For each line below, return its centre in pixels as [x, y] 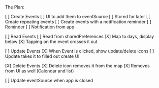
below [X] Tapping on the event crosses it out [51, 42]
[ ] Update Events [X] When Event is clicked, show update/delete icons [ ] [79, 51]
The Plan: [15, 7]
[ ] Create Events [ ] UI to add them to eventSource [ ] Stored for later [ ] [78, 16]
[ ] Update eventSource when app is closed [49, 80]
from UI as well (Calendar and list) [40, 71]
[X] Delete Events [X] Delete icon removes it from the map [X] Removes [78, 66]
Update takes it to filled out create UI [42, 56]
